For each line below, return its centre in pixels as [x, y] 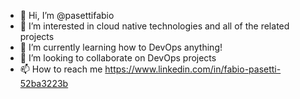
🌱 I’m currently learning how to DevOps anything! [121, 47]
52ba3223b [44, 83]
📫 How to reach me [61, 69]
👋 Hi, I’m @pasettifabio [67, 15]
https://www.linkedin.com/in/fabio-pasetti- [193, 69]
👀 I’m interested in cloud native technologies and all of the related [154, 26]
